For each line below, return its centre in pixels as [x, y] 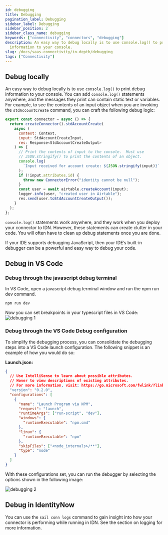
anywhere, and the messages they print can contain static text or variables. [83, 100]
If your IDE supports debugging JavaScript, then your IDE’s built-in [74, 242]
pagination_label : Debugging [35, 19]
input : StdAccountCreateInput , [51, 138]
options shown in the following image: [44, 479]
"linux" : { [30, 432]
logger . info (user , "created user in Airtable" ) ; [70, 194]
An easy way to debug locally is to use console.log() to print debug [75, 89]
